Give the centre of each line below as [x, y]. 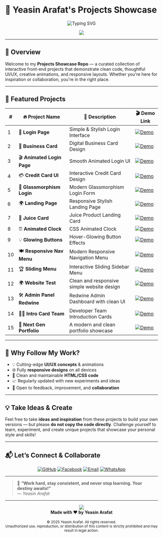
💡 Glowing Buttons [41, 239]
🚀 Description [100, 117]
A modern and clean [92, 324]
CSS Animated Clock [93, 229]
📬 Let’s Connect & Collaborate [53, 455]
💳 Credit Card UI [39, 175]
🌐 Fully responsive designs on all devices [54, 370]
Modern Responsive [92, 252]
